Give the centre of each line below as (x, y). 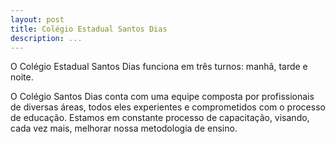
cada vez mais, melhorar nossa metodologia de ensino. (124, 128)
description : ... (46, 38)
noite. (22, 77)
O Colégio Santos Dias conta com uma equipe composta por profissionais (162, 97)
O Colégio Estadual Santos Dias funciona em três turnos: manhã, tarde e (159, 67)
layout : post (37, 19)
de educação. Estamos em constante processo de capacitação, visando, (160, 118)
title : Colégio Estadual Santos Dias (89, 29)
